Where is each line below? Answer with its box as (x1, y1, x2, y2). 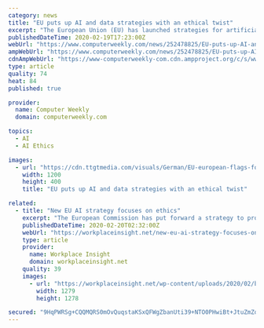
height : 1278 (36, 294, 79, 302)
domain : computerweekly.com (15, 113, 108, 122)
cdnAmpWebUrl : (8, 56, 55, 64)
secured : (8, 308, 37, 316)
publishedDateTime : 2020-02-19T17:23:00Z (8, 33, 146, 42)
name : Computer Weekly (15, 106, 90, 114)
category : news (8, 11, 58, 20)
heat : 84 (8, 77, 37, 85)
